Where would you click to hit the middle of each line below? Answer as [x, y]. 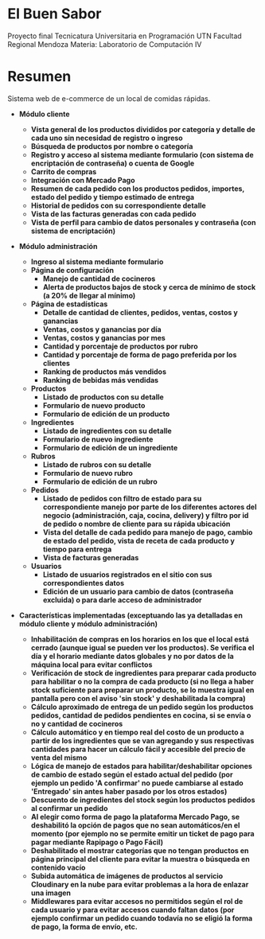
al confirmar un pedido [69, 808]
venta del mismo [59, 758]
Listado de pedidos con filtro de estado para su [122, 498]
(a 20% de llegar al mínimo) [89, 295]
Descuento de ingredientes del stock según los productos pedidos [143, 800]
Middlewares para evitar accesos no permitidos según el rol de [137, 901]
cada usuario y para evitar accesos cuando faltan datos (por [132, 910]
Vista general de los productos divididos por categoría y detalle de [143, 129]
